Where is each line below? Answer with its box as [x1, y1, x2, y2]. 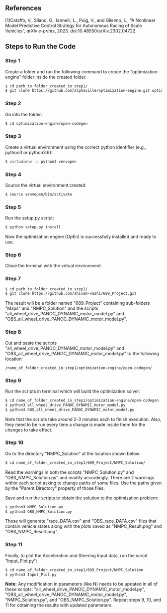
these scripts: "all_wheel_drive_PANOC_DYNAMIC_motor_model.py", [5, 586, 146, 593]
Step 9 [5, 377, 21, 384]
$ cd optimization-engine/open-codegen [5, 121, 88, 126]
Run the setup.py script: [5, 215, 54, 221]
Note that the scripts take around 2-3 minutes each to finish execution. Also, [5, 416, 162, 422]
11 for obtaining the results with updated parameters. [5, 602, 113, 608]
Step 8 [5, 329, 21, 336]
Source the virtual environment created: [5, 182, 87, 188]
